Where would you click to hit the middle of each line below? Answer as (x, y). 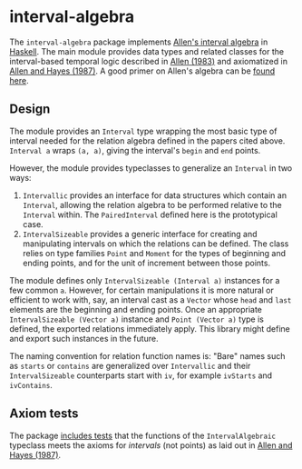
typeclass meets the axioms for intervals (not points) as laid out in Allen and (151, 445)
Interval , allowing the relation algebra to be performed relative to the (152, 205)
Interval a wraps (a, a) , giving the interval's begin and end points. (135, 150)
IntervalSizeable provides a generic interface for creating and (140, 234)
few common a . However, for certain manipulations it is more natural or (142, 290)
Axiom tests (44, 414)
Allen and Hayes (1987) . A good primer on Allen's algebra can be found (142, 71)
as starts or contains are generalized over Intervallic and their (130, 365)
